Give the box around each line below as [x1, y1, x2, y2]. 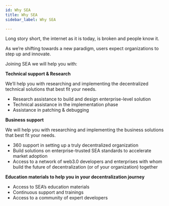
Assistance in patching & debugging [12, 107, 89, 113]
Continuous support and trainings [12, 189, 84, 195]
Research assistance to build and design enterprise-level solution [12, 96, 151, 102]
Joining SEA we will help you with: [5, 61, 78, 67]
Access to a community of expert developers [12, 195, 108, 201]
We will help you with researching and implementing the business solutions [5, 127, 164, 133]
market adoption [12, 153, 48, 159]
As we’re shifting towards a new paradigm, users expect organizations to [5, 46, 159, 52]
